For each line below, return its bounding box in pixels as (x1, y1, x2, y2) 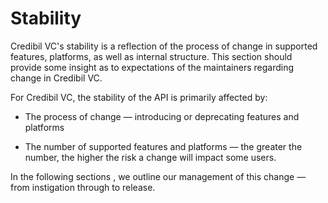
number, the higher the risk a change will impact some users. (24, 151, 277, 163)
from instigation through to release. (10, 181, 156, 193)
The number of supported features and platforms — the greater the (24, 140, 303, 152)
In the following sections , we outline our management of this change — (10, 170, 307, 182)
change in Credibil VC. (10, 72, 103, 84)
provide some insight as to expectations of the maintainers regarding (10, 61, 294, 73)
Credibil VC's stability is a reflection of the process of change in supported (10, 40, 318, 52)
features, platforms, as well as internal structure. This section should (10, 50, 293, 62)
